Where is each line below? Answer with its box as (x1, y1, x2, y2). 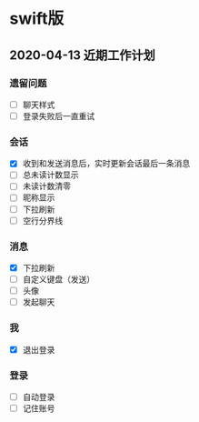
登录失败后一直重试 (22, 110, 95, 121)
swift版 (9, 8, 65, 29)
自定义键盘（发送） (22, 274, 95, 285)
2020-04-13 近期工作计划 (9, 47, 156, 63)
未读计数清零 (22, 181, 71, 192)
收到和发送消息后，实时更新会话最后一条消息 (22, 158, 191, 169)
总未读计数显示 (22, 169, 79, 180)
